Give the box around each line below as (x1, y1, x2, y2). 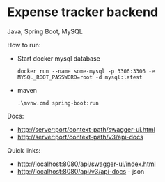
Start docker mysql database (17, 54, 101, 63)
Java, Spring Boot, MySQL (7, 27, 84, 36)
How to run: (7, 40, 41, 49)
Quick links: (7, 146, 41, 154)
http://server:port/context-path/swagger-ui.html (17, 125, 155, 133)
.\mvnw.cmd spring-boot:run (17, 99, 99, 107)
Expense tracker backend (7, 4, 159, 20)
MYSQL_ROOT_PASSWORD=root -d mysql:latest (17, 74, 143, 81)
